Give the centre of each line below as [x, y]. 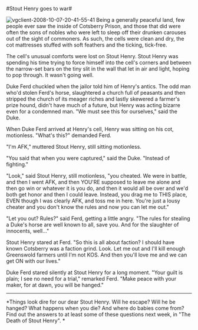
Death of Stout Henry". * [36, 321]
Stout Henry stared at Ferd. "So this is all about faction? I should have [90, 242]
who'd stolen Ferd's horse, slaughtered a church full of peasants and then [96, 93]
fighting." [17, 164]
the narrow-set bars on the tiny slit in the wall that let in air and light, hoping [98, 69]
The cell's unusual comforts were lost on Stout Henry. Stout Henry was [92, 56]
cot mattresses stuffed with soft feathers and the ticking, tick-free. [87, 45]
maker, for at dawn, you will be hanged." [55, 285]
